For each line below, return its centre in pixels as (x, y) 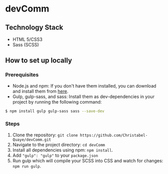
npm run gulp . (27, 166)
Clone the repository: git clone (45, 135)
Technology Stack (34, 27)
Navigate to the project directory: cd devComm (59, 144)
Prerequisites (22, 75)
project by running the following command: (57, 102)
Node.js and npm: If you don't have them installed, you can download (85, 85)
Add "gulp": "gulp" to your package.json (55, 155)
